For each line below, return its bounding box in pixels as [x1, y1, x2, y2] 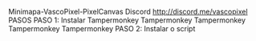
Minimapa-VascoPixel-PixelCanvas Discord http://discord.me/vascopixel [8, 7, 248, 16]
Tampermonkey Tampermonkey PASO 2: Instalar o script [8, 24, 196, 33]
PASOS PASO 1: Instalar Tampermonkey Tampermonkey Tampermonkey [8, 15, 246, 25]
